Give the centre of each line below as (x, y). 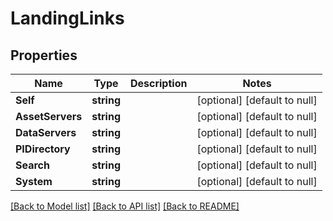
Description (158, 83)
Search (32, 165)
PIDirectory (43, 149)
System (34, 181)
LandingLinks (67, 18)
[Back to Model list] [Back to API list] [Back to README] (125, 206)
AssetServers (49, 116)
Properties (44, 55)
